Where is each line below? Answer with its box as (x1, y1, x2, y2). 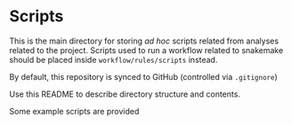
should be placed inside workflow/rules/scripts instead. (9, 54, 218, 65)
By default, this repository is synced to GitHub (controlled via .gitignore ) (9, 71, 278, 82)
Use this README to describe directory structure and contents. (9, 89, 240, 99)
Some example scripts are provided (9, 105, 140, 116)
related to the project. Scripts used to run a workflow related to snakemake (9, 44, 284, 55)
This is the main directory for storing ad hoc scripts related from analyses (9, 35, 279, 46)
